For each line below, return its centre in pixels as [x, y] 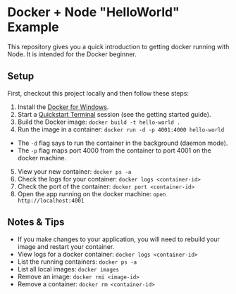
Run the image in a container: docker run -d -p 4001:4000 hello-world [121, 129]
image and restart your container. [66, 246]
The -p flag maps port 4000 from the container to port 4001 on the [114, 150]
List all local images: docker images [68, 269]
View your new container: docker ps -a [74, 171]
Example [33, 27]
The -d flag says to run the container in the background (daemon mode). [123, 143]
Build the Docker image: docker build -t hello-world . [99, 122]
